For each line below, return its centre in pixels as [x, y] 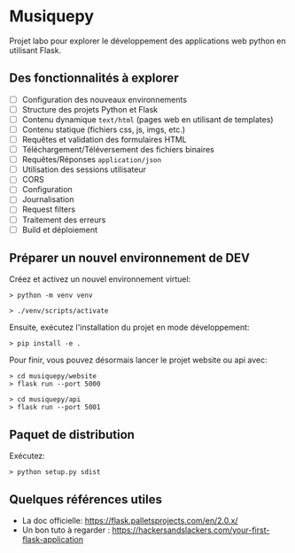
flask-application [53, 540]
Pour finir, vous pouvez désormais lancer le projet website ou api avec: [138, 360]
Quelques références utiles [85, 499]
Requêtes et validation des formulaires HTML [105, 140]
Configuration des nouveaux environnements [105, 99]
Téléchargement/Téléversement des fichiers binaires [118, 150]
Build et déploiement [60, 230]
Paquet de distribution [72, 435]
